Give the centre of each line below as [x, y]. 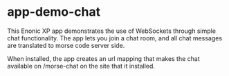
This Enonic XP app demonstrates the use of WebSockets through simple [112, 31]
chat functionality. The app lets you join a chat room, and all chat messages [115, 38]
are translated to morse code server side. [66, 45]
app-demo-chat [54, 12]
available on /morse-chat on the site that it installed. [81, 66]
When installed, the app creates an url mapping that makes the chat [104, 58]
